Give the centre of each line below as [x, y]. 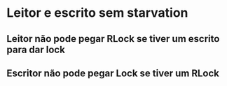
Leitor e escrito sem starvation [97, 13]
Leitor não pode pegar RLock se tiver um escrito [113, 39]
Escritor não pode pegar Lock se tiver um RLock [113, 73]
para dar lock [36, 49]
